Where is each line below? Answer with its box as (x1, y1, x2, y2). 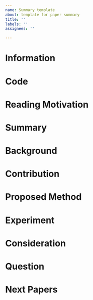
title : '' (5, 17, 26, 22)
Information (5, 53, 55, 64)
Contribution (5, 168, 60, 180)
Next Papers (5, 284, 58, 295)
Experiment (5, 215, 55, 226)
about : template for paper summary (5, 12, 80, 17)
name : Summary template (5, 7, 55, 13)
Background (5, 145, 57, 157)
